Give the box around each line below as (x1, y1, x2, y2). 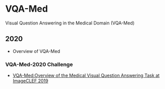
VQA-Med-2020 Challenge (5, 61, 73, 68)
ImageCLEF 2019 (12, 78, 48, 84)
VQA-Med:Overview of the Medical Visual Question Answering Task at (12, 72, 160, 79)
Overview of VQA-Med (12, 48, 60, 54)
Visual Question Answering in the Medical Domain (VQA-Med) (5, 20, 135, 26)
